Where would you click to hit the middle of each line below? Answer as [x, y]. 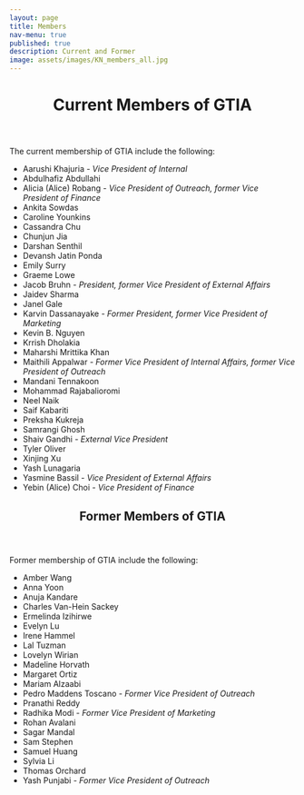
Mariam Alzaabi [52, 683]
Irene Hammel [49, 635]
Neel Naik [41, 401]
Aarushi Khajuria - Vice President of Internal [105, 169]
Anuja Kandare [50, 597]
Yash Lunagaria [52, 468]
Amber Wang [47, 577]
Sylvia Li [38, 760]
